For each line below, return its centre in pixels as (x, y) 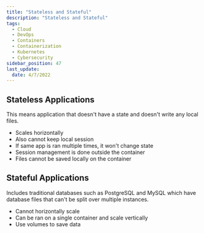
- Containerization (37, 47)
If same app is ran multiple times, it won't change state (84, 146)
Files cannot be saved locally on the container (73, 159)
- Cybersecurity (32, 58)
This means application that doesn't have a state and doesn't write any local (102, 115)
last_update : (23, 69)
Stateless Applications (51, 100)
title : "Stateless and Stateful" (49, 12)
